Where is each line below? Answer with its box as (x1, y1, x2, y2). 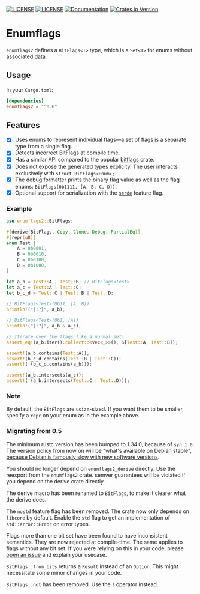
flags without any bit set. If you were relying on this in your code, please (6, 544, 184, 552)
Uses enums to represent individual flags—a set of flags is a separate (14, 136, 187, 144)
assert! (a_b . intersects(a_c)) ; (6, 372, 84, 378)
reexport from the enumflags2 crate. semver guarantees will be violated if (6, 471, 186, 479)
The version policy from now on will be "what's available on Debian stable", (6, 447, 192, 454)
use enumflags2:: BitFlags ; (6, 218, 74, 224)
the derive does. (6, 496, 47, 503)
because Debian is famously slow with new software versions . (6, 453, 160, 461)
